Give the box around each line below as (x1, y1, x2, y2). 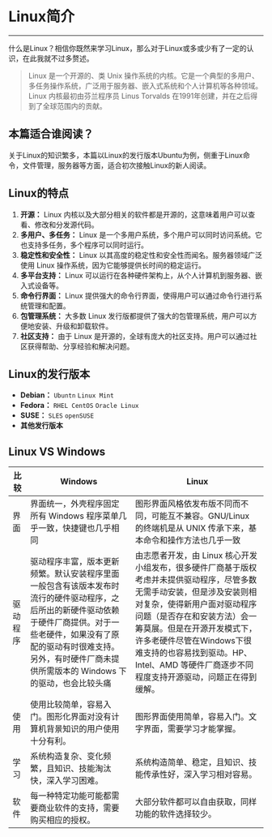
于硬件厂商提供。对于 (30, 617, 112, 629)
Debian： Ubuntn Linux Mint (19, 390, 115, 400)
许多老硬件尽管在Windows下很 (134, 635, 253, 646)
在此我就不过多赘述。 (22, 54, 94, 63)
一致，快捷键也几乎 (38, 522, 112, 534)
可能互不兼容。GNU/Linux (151, 510, 249, 522)
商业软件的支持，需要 (38, 802, 120, 813)
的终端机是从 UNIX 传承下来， (134, 522, 249, 534)
